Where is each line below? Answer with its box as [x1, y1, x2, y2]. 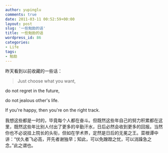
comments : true [5, 12, 37, 17]
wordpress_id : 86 [5, 35, 41, 40]
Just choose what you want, [17, 78, 76, 84]
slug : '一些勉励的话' [5, 26, 46, 31]
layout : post [5, 21, 32, 26]
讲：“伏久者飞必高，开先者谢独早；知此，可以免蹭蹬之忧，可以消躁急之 [5, 136, 152, 142]
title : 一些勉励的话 [5, 30, 43, 35]
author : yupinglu [5, 7, 41, 12]
